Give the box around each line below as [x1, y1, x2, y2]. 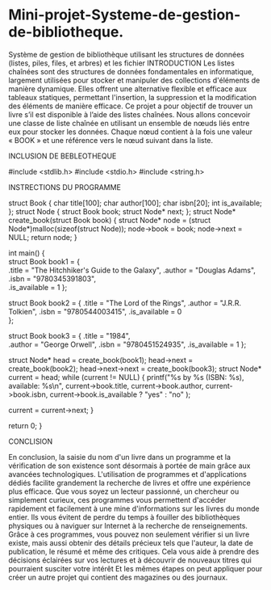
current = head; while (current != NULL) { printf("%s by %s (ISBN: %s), [8, 372, 244, 381]
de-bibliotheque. [8, 23, 124, 41]
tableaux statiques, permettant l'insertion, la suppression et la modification [8, 92, 256, 102]
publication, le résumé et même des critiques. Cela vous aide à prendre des [8, 546, 260, 556]
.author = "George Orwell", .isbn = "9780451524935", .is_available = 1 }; [8, 339, 247, 349]
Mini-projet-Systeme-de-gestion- [8, 6, 241, 24]
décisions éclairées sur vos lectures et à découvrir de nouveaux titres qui [8, 555, 252, 565]
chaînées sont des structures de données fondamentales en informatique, [8, 66, 254, 76]
